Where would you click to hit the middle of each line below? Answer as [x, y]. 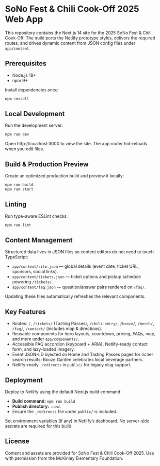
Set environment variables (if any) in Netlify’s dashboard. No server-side [77, 421]
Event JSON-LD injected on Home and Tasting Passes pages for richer [83, 354]
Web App [24, 19]
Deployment [24, 380]
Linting [16, 204]
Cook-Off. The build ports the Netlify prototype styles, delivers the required [80, 38]
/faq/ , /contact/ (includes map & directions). [57, 328]
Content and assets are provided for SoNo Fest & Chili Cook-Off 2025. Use [80, 453]
